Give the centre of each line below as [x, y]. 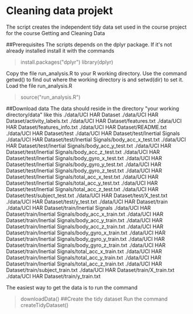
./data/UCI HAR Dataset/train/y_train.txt [54, 276]
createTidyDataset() [44, 305]
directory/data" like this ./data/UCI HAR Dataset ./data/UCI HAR [82, 115]
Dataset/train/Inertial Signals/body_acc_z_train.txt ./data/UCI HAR [85, 226]
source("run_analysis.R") [50, 97]
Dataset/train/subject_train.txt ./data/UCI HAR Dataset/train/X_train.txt [90, 270]
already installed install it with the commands [60, 50]
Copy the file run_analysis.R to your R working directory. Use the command [96, 73]
